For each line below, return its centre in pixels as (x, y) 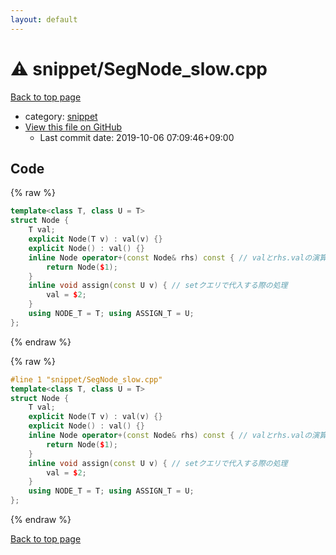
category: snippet (61, 116)
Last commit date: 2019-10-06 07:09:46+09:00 (137, 137)
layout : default (44, 19)
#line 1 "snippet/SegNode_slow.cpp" (86, 379)
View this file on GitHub (73, 127)
